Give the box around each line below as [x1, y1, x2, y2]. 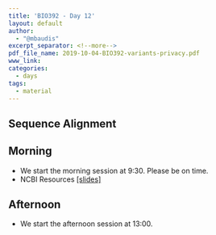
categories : [8, 65, 48, 73]
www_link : [8, 57, 42, 65]
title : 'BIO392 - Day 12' [8, 11, 95, 20]
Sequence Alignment [8, 116, 117, 130]
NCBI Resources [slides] [19, 174, 102, 184]
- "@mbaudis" [15, 34, 60, 43]
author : [8, 27, 35, 35]
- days [15, 72, 38, 80]
